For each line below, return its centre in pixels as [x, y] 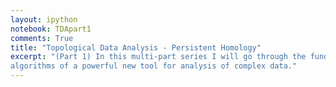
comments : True [42, 38]
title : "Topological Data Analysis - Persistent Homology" [136, 47]
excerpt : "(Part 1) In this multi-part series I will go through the [158, 57]
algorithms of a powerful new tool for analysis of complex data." [154, 66]
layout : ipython [44, 19]
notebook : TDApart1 [51, 29]
